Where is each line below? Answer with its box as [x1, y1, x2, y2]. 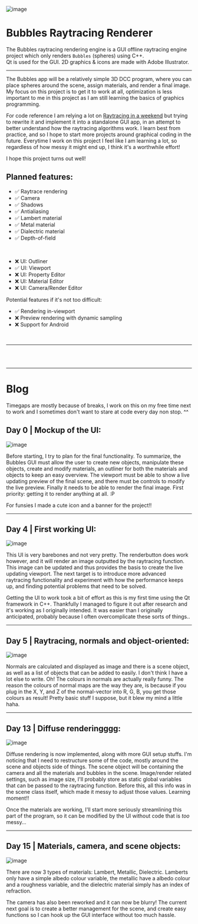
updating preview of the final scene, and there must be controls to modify [6, 477, 185, 484]
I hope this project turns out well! [6, 154, 87, 162]
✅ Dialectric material [14, 228, 65, 235]
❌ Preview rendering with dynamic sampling [14, 314, 123, 321]
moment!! [6, 794, 29, 802]
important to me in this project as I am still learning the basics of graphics [6, 94, 184, 101]
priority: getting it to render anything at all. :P [6, 490, 115, 497]
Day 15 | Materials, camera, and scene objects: [6, 841, 181, 851]
